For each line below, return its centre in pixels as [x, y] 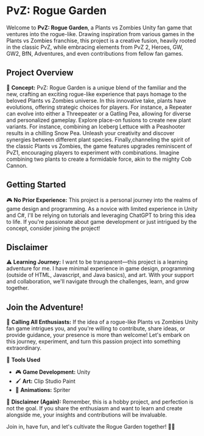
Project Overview [40, 73]
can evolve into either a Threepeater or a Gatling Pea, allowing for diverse [99, 113]
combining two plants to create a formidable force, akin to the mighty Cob [99, 159]
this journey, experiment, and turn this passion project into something [93, 342]
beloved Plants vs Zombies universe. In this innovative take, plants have [96, 100]
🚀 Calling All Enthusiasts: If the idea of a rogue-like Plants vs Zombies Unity [102, 322]
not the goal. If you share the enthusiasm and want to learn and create [94, 408]
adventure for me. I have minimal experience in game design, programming [100, 268]
